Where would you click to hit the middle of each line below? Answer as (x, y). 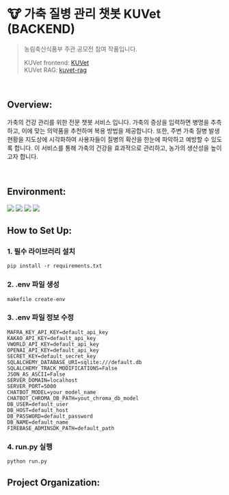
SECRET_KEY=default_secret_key (52, 356)
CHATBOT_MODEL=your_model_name (52, 392)
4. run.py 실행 (30, 446)
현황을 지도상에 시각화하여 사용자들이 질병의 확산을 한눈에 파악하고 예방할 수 (108, 139)
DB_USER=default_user (38, 404)
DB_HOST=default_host (38, 410)
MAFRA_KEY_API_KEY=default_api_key (58, 332)
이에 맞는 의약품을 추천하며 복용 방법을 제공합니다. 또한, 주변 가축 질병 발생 (121, 130)
